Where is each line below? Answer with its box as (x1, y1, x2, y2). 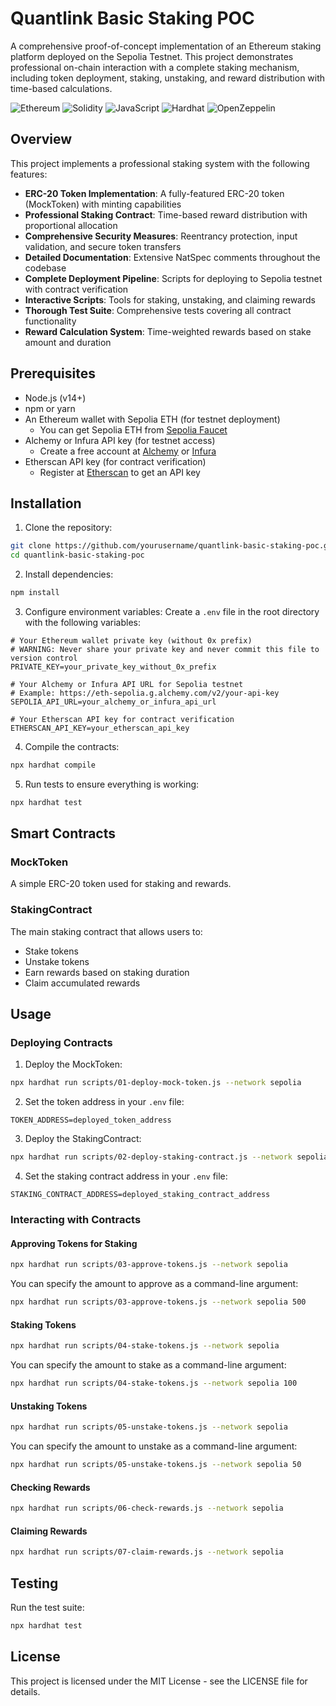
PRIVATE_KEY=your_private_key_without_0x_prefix (10, 662, 217, 672)
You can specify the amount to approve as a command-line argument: (10, 1278, 299, 1290)
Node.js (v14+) (24, 392, 87, 404)
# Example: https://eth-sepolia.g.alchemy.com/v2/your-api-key (10, 688, 280, 698)
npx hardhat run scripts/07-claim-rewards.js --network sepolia (10, 1547, 284, 1557)
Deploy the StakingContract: (24, 1133, 142, 1145)
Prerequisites (10, 365, 96, 382)
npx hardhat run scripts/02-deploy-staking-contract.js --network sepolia (10, 1152, 329, 1162)
